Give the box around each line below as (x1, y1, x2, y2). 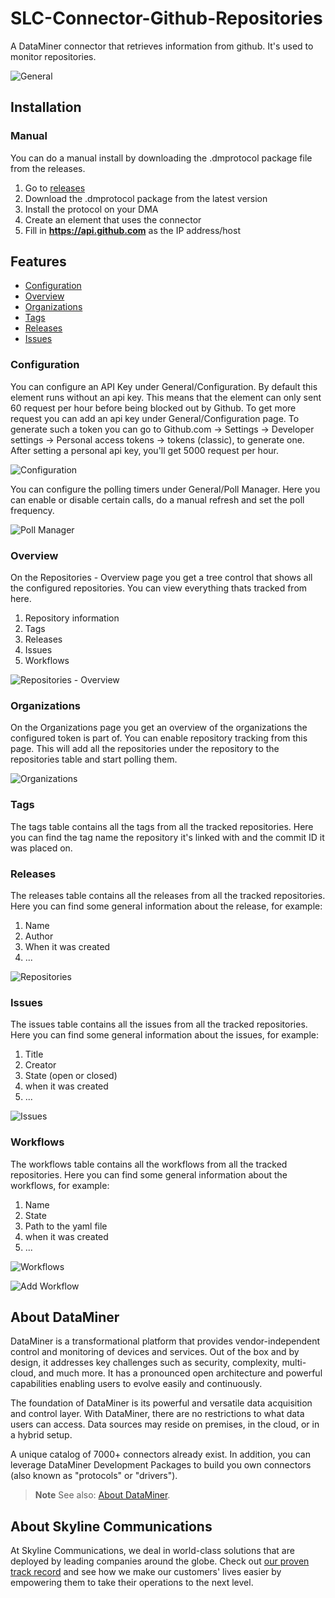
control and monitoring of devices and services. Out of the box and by (10, 1346, 300, 1358)
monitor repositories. (10, 50, 97, 62)
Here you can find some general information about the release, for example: (10, 900, 323, 912)
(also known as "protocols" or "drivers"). (10, 1470, 178, 1482)
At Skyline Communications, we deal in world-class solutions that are (10, 1545, 295, 1557)
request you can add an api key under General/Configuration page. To (10, 412, 300, 424)
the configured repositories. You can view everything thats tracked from (10, 582, 308, 594)
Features (10, 253, 67, 271)
